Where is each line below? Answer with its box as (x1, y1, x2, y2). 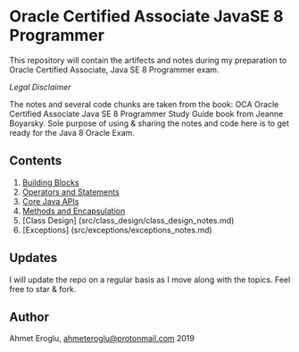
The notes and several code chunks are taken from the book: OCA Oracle (9, 98, 279, 109)
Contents (9, 154, 62, 169)
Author (9, 309, 49, 324)
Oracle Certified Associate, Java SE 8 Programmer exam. (9, 64, 220, 75)
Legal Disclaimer (9, 81, 71, 92)
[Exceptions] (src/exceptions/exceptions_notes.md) (21, 224, 212, 235)
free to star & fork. (9, 283, 77, 294)
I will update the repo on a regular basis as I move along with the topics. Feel (9, 274, 291, 285)
